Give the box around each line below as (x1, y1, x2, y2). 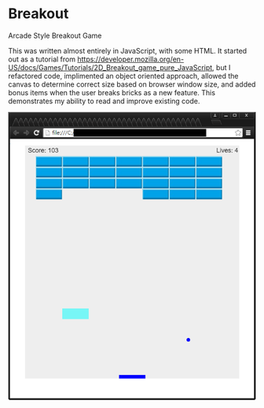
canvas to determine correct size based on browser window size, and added (8, 80, 256, 89)
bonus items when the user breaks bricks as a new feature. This (8, 87, 216, 97)
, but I (211, 62, 231, 72)
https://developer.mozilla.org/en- (77, 54, 185, 64)
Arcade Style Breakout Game (8, 31, 102, 40)
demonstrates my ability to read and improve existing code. (8, 96, 200, 106)
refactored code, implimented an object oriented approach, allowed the (8, 71, 239, 80)
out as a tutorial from (8, 54, 76, 64)
